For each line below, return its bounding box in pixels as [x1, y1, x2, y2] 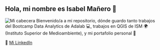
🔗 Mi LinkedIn [5, 39, 33, 45]
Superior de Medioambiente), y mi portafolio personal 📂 [24, 30, 136, 36]
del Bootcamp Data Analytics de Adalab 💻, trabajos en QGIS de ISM [5, 23, 143, 29]
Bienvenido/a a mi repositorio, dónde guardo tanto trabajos [36, 17, 155, 23]
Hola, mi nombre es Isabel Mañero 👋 [5, 5, 117, 13]
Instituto [5, 30, 23, 36]
